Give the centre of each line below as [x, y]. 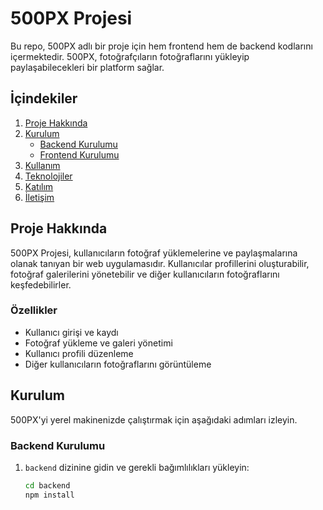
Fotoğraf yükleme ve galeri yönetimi [98, 343]
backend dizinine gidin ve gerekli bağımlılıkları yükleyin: [137, 467]
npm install [49, 495]
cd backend [47, 485]
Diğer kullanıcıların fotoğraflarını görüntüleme [118, 364]
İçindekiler [44, 98]
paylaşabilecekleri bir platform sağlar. [87, 67]
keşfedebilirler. [41, 284]
